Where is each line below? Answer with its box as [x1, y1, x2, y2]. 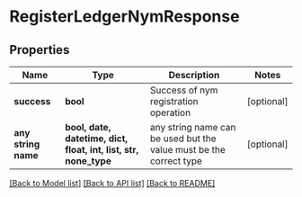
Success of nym [149, 84, 218, 96]
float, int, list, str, [64, 144, 139, 156]
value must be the [149, 144, 226, 156]
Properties [9, 42, 70, 58]
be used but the [149, 132, 218, 145]
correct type [149, 155, 202, 167]
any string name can [149, 121, 236, 133]
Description [168, 69, 220, 81]
